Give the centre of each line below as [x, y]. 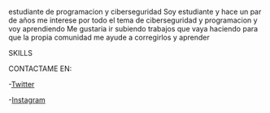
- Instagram [27, 100]
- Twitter [22, 84]
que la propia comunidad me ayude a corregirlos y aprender [109, 37]
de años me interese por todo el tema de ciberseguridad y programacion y [133, 20]
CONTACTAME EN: [40, 69]
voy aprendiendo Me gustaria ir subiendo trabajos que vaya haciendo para [133, 29]
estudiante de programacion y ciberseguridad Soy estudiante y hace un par [135, 12]
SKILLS [20, 53]
